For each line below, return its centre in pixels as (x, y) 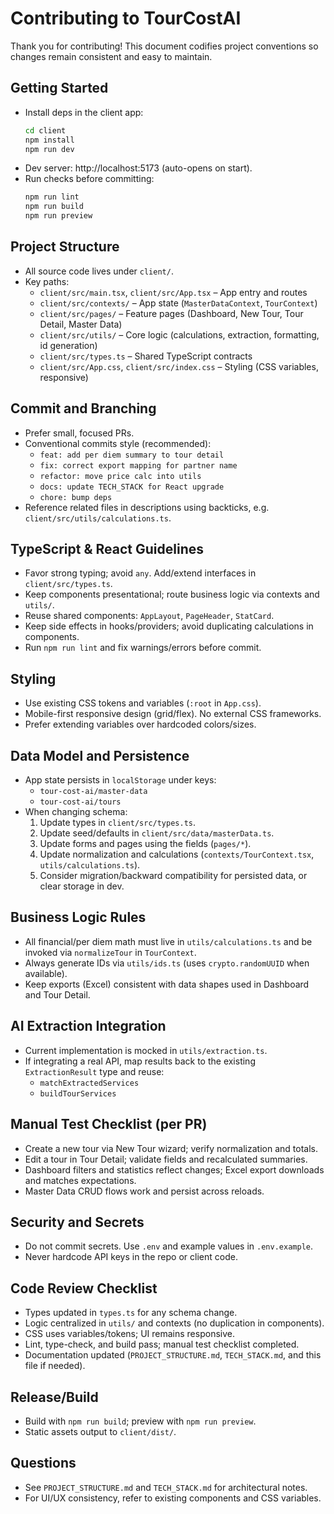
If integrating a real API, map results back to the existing (140, 1061)
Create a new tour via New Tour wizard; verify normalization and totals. (171, 1148)
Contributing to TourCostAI (126, 18)
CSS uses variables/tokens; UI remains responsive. (129, 1334)
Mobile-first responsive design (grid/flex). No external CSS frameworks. (173, 714)
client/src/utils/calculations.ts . (98, 518)
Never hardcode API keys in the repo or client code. (131, 1257)
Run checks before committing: (89, 179)
